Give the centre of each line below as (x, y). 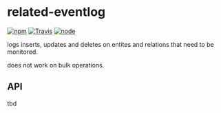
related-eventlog (56, 12)
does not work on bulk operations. (56, 65)
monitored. (22, 52)
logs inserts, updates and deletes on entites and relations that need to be (111, 44)
